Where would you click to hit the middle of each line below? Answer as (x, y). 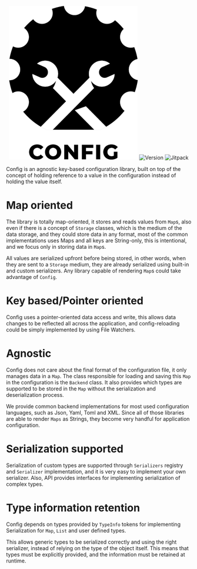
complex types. (25, 484)
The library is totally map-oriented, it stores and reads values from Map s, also (99, 222)
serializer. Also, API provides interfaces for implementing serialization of (93, 478)
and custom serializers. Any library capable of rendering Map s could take (94, 271)
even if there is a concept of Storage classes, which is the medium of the (94, 228)
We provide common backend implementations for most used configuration (98, 406)
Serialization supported (65, 449)
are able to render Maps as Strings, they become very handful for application (98, 419)
